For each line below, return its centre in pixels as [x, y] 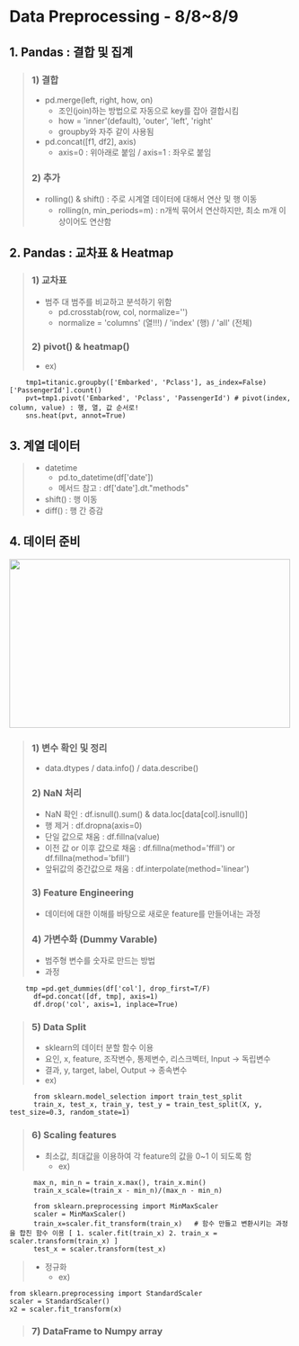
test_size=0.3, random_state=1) [70, 1113]
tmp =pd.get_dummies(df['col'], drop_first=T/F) [118, 988]
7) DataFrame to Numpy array [97, 1332]
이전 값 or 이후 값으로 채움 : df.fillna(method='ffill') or [140, 848]
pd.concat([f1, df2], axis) [90, 141]
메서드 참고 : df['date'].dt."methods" [123, 488]
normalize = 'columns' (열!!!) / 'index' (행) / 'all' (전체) [155, 322]
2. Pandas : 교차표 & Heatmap [92, 252]
